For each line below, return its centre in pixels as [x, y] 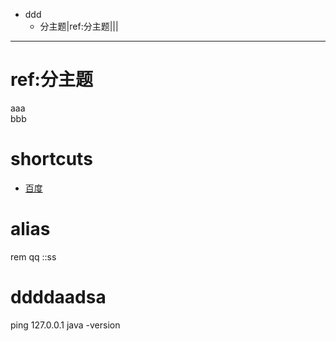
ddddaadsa [58, 297]
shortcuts [51, 159]
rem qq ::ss [33, 256]
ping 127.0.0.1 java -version [65, 325]
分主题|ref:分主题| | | [79, 26]
